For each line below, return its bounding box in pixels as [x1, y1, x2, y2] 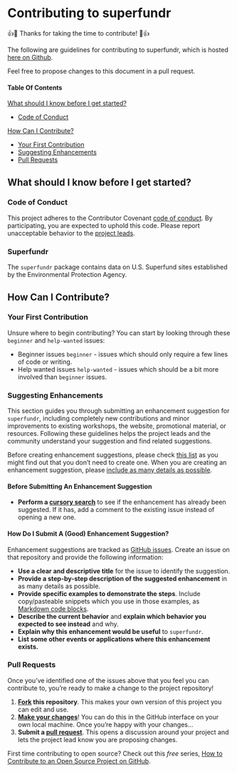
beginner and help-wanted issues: [7, 336, 105, 345]
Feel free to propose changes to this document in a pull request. [7, 66, 196, 75]
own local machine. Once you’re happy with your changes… [17, 720, 194, 729]
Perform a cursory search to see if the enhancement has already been [17, 498, 226, 506]
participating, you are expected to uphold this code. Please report [7, 221, 201, 229]
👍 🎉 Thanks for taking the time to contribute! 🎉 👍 [7, 28, 150, 37]
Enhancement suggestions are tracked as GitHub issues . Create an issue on [7, 545, 230, 553]
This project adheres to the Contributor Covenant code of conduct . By [7, 214, 214, 222]
